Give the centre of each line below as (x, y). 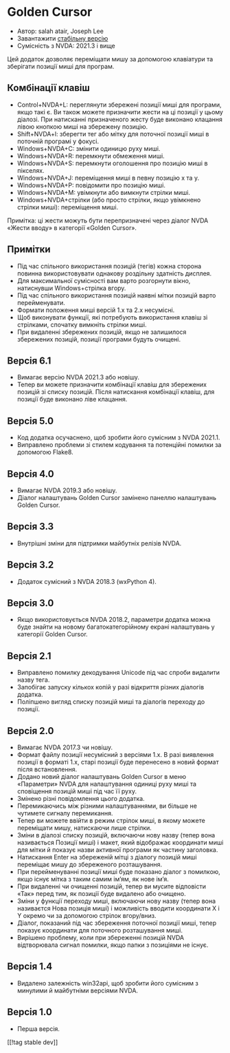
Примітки (29, 250)
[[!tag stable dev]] (33, 1042)
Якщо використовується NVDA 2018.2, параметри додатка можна (114, 620)
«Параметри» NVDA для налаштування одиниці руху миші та (107, 784)
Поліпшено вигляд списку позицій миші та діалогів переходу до (111, 702)
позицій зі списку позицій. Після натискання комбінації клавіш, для (116, 392)
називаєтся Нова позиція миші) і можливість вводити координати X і (118, 908)
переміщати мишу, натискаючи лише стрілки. (84, 828)
